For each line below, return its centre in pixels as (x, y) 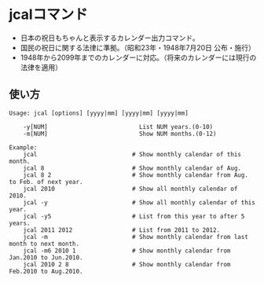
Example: (23, 147)
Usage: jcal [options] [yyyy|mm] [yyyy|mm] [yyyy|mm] (99, 113)
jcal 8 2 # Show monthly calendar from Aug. (136, 175)
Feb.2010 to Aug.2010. (46, 271)
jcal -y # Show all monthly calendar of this (139, 202)
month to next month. (44, 244)
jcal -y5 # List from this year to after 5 (134, 216)
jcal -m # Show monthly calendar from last (136, 237)
